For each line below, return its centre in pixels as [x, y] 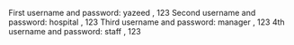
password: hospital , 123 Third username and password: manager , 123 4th [147, 22]
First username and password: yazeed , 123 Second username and [132, 13]
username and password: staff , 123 [75, 31]
